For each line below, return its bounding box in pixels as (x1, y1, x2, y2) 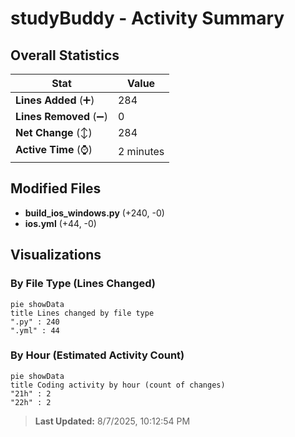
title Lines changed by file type (10, 308, 155, 318)
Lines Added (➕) (15, 93, 95, 107)
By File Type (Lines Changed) (10, 277, 156, 291)
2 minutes (117, 144, 165, 158)
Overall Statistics (10, 47, 120, 64)
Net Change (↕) (15, 126, 93, 139)
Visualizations (10, 247, 102, 264)
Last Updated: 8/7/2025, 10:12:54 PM (34, 415, 191, 427)
